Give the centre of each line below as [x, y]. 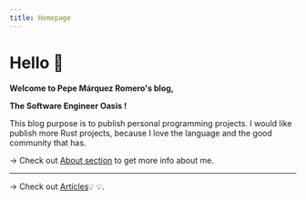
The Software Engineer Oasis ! [68, 105]
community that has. [48, 143]
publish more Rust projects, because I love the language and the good [141, 133]
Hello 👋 [36, 62]
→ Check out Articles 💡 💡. [57, 186]
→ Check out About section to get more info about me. [112, 160]
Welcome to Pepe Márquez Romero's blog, [92, 88]
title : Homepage [40, 18]
